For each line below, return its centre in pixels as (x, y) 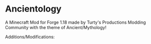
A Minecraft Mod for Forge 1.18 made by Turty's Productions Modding (75, 22)
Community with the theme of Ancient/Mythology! (56, 27)
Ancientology (33, 9)
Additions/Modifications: (30, 37)
